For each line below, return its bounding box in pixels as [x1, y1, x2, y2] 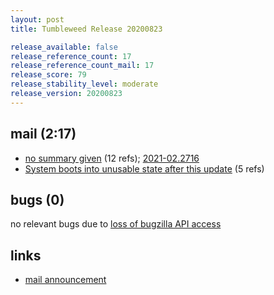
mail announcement [24, 274, 107, 286]
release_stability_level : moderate [10, 79, 159, 90]
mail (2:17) [10, 126, 77, 143]
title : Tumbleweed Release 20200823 [10, 24, 163, 34]
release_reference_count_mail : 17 [10, 61, 155, 71]
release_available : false [10, 42, 118, 52]
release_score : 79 [10, 70, 87, 80]
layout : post [10, 14, 65, 25]
